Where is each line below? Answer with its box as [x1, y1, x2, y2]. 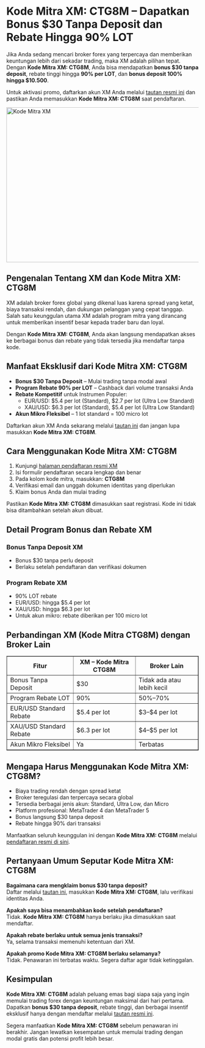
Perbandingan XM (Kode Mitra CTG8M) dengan [6, 630, 190, 640]
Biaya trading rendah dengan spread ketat [15, 787, 121, 794]
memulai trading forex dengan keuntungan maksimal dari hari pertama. [6, 997, 185, 1004]
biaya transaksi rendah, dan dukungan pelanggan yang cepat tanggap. [6, 305, 184, 313]
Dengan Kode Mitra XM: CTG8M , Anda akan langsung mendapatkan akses [6, 330, 195, 337]
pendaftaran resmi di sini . [6, 838, 70, 845]
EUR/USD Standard [10, 704, 65, 713]
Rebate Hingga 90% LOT [6, 31, 134, 44]
